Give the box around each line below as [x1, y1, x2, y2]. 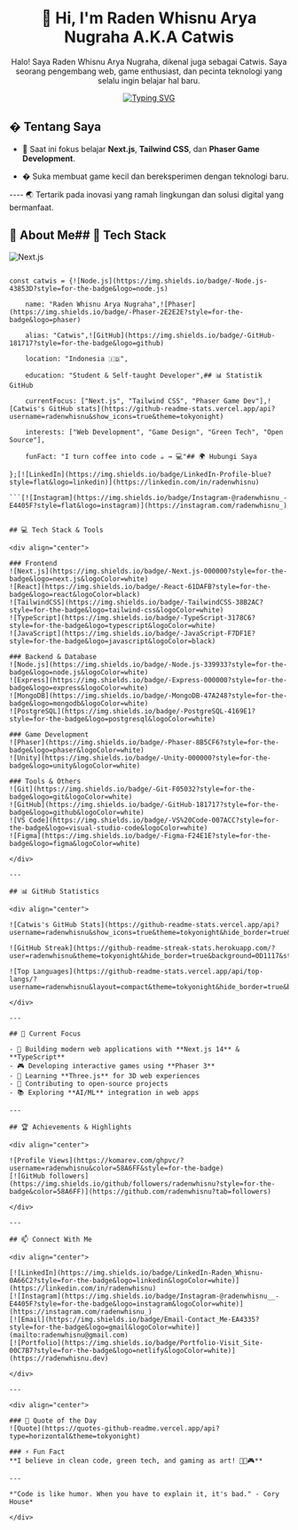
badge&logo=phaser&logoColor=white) [9, 745, 145, 754]
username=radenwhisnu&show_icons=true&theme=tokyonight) [9, 412, 224, 421]
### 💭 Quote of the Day [9, 1416, 98, 1425]
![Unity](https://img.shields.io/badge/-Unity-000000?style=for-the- [9, 753, 272, 762]
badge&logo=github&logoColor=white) [9, 808, 145, 817]
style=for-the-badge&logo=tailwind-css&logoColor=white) [9, 605, 224, 615]
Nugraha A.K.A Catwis [63, 27, 235, 47]
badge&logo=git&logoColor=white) [9, 792, 133, 801]
